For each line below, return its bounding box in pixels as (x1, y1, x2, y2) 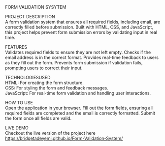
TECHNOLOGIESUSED (5, 75, 51, 80)
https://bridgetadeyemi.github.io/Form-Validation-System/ (5, 135, 123, 141)
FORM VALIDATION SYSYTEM (5, 4, 66, 10)
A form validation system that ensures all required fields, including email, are (5, 19, 161, 25)
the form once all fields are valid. (5, 116, 72, 121)
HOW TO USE (5, 100, 33, 105)
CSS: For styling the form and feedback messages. (5, 85, 108, 90)
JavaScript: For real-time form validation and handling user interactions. (5, 90, 151, 96)
